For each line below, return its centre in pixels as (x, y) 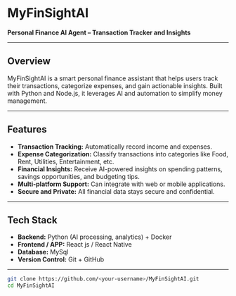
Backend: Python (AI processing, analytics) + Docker (94, 237)
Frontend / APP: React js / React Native (74, 245)
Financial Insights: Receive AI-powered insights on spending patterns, (120, 169)
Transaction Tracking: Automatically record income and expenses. (115, 147)
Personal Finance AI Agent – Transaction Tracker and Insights (99, 32)
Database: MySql (43, 252)
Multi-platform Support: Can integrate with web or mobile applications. (121, 184)
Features (27, 129)
